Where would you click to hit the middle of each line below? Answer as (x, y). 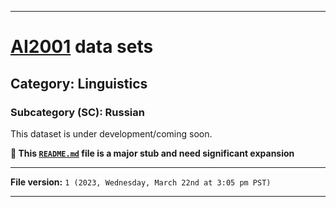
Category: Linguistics (79, 83)
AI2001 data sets (82, 47)
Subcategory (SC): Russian (77, 112)
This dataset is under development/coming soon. (111, 133)
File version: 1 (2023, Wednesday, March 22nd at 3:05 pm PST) (141, 182)
